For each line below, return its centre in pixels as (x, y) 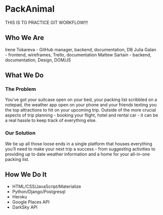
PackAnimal (30, 9)
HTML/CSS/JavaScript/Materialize (47, 186)
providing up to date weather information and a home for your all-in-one (78, 154)
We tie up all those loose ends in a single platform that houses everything (79, 144)
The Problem (21, 89)
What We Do (24, 75)
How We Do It (26, 175)
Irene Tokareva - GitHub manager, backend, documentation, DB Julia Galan (81, 49)
